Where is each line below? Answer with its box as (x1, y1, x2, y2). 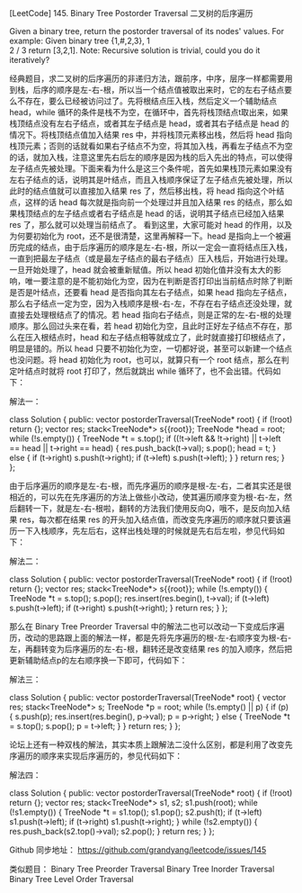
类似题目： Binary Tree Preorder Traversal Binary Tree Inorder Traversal (9, 863, 275, 874)
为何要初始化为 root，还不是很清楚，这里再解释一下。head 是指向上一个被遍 (9, 230, 292, 241)
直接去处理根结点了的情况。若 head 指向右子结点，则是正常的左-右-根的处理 (9, 310, 292, 320)
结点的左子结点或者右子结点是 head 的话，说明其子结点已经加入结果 (32, 208, 285, 219)
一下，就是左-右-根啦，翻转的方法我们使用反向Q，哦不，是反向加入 (32, 503, 283, 513)
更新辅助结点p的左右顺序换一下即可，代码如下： (9, 655, 188, 665)
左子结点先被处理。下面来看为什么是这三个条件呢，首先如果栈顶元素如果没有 (9, 163, 293, 174)
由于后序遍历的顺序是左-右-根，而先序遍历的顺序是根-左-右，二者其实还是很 (9, 481, 292, 491)
